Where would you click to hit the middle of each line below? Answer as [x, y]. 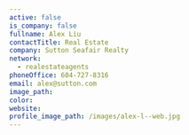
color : [21, 100]
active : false [35, 17]
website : [25, 108]
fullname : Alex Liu [45, 34]
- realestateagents [53, 67]
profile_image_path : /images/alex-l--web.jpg [94, 116]
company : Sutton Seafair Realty [69, 51]
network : [25, 59]
